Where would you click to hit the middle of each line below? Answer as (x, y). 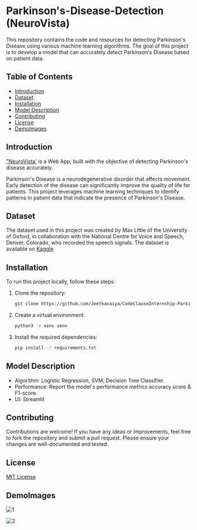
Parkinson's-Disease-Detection (85, 11)
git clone (27, 304)
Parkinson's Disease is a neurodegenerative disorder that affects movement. (98, 179)
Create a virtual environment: (50, 315)
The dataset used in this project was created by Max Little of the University (97, 230)
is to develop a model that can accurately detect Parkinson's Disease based (98, 52)
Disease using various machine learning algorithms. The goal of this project (97, 46)
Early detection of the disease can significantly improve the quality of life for (98, 185)
